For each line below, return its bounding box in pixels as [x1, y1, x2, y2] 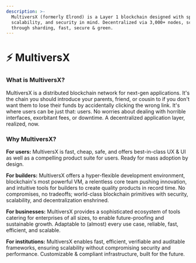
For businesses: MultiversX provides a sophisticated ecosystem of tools [6, 208, 181, 215]
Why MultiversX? [6, 135, 57, 143]
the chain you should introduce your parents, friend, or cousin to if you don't [6, 95, 190, 102]
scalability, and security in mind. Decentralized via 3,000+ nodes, [11, 19, 184, 25]
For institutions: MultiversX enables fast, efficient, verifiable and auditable [6, 238, 185, 245]
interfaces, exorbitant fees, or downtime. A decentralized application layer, [6, 114, 185, 121]
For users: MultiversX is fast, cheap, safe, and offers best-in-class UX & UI [6, 148, 186, 155]
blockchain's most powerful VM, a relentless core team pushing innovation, [6, 178, 187, 185]
